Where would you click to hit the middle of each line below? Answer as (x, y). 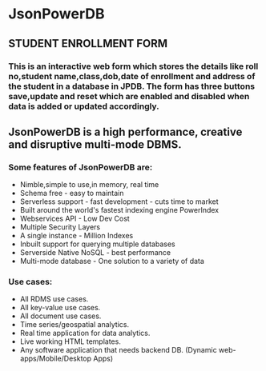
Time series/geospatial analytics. (75, 325)
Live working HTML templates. (71, 341)
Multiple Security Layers (60, 227)
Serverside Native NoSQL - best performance (95, 253)
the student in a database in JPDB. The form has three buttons (131, 86)
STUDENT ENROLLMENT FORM (88, 44)
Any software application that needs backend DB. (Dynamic (119, 350)
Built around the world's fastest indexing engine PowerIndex (119, 210)
